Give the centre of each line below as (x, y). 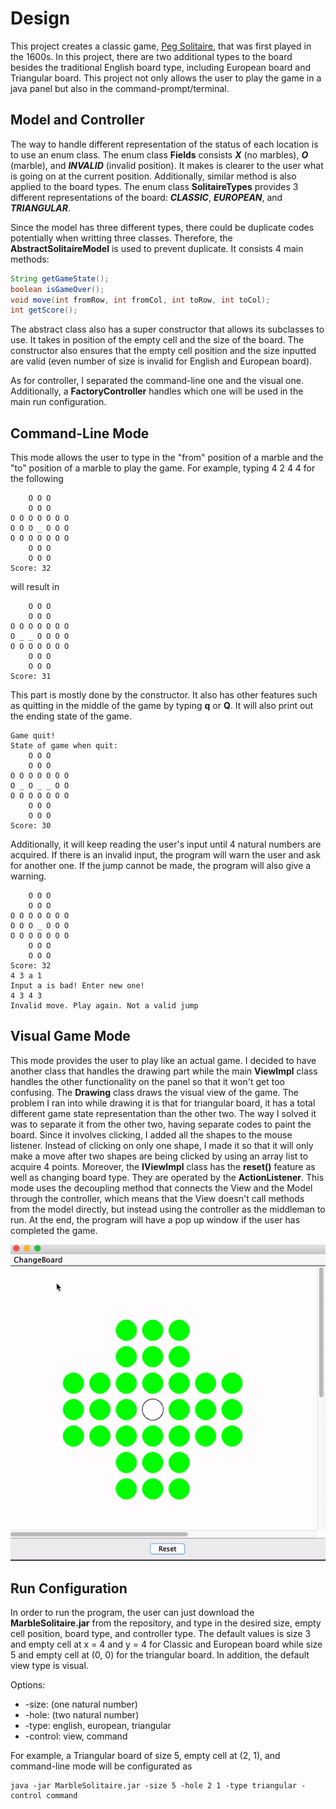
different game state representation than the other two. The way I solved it (163, 1113)
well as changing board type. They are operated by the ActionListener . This (167, 1177)
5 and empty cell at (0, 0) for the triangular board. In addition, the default (160, 1655)
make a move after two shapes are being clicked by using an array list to (159, 1156)
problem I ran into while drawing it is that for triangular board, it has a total (163, 1103)
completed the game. (54, 1230)
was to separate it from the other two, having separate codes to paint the (161, 1124)
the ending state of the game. (71, 716)
